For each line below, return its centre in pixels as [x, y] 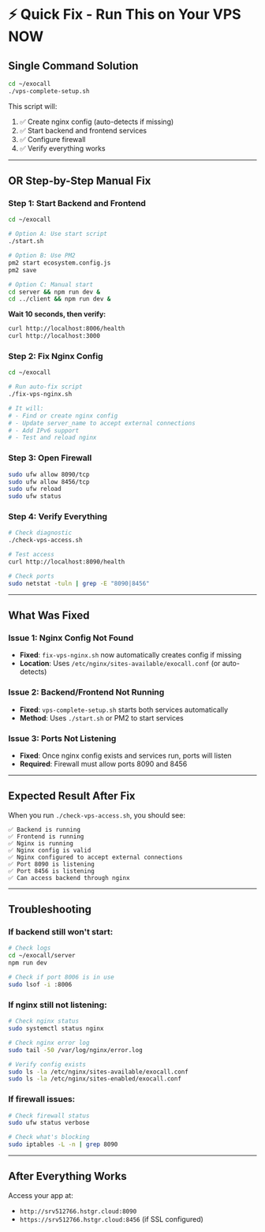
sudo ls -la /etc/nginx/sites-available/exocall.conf [99, 1072]
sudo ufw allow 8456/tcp [49, 481]
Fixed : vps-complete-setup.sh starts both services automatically [124, 710]
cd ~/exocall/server [42, 956]
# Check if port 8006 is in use [61, 977]
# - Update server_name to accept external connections [102, 423]
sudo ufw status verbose [49, 1123]
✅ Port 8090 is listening [51, 864]
